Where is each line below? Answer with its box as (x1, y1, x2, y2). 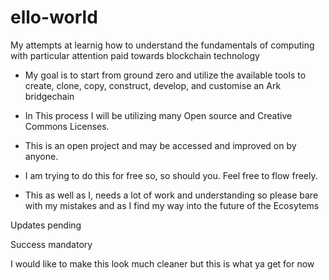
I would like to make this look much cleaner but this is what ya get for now (10, 257, 315, 270)
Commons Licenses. (24, 120, 110, 132)
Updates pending (10, 219, 82, 231)
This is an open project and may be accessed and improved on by (24, 139, 297, 151)
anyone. (24, 150, 59, 162)
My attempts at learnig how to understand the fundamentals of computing (10, 39, 315, 51)
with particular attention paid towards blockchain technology (10, 49, 260, 61)
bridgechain (24, 90, 75, 102)
